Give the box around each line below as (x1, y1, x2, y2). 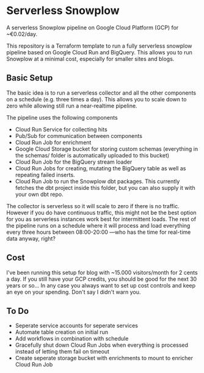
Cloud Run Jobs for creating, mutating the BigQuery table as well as (15, 164, 186, 172)
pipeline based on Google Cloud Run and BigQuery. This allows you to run (6, 48, 192, 56)
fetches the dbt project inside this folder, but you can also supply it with (15, 184, 195, 191)
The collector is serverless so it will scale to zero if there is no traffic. (6, 202, 180, 209)
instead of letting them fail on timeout (15, 348, 110, 355)
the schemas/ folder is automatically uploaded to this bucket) (15, 151, 170, 159)
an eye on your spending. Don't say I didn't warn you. (6, 288, 141, 295)
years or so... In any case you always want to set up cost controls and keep (6, 281, 196, 289)
